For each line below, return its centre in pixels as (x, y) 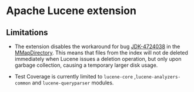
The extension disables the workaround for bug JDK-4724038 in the (97, 46)
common (23, 83)
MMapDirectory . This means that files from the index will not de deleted (101, 53)
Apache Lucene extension (71, 11)
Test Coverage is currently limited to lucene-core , (75, 76)
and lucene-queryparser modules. (73, 83)
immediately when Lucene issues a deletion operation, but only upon (98, 59)
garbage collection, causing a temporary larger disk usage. (86, 65)
